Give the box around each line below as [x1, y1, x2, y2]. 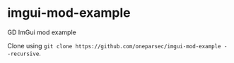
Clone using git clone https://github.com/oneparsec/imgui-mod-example [7, 41, 221, 50]
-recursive [7, 50, 40, 57]
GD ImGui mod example [7, 28, 76, 36]
